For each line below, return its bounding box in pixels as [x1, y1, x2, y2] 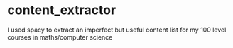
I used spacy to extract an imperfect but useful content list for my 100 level [7, 25, 227, 34]
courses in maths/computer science [7, 32, 113, 41]
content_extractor [7, 2, 116, 18]
